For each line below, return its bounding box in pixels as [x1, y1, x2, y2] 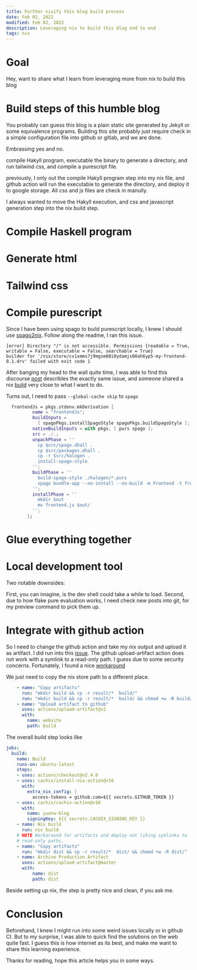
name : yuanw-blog [27, 811, 69, 817]
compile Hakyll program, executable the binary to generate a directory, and [6, 157, 188, 163]
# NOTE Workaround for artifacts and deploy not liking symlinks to [16, 832, 188, 838]
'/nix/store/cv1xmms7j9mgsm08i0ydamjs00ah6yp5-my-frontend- [37, 353, 188, 359]
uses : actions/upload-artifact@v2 [21, 707, 107, 713]
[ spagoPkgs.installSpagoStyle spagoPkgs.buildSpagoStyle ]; [37, 420, 191, 426]
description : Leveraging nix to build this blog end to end [6, 25, 157, 31]
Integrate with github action [6, 624, 144, 637]
